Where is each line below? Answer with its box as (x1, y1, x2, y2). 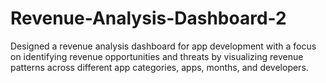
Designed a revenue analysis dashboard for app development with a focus (10, 40, 317, 52)
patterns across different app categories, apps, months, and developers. (10, 61, 309, 73)
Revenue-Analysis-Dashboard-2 (10, 7, 287, 30)
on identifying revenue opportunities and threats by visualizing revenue (10, 50, 304, 62)
